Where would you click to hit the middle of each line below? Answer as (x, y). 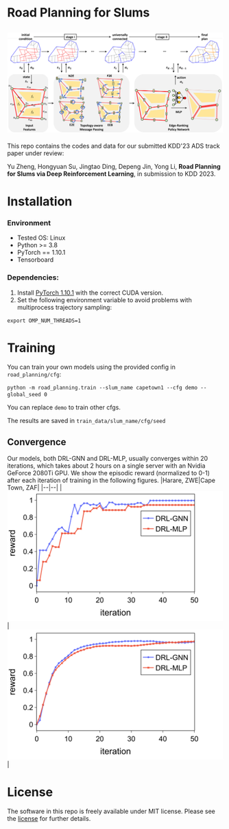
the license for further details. (49, 818)
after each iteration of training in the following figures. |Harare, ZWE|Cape (111, 480)
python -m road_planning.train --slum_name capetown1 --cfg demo (102, 387)
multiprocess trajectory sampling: (64, 307)
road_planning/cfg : (34, 374)
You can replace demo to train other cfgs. (64, 407)
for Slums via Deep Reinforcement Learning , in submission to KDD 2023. (111, 174)
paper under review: (36, 153)
